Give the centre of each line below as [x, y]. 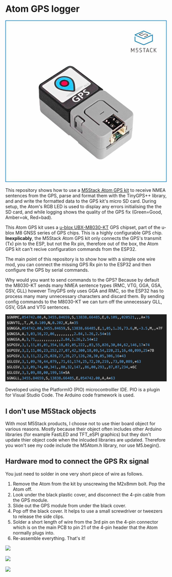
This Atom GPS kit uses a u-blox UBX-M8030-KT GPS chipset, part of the [83, 227]
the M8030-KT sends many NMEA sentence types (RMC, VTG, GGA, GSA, [84, 285]
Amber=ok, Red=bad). [29, 217]
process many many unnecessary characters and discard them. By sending [85, 296]
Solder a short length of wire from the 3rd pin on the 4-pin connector [85, 522]
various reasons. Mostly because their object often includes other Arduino [84, 429]
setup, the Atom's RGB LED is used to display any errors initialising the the [84, 206]
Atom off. [22, 489]
